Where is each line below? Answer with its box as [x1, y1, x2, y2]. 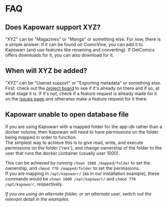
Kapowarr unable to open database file [5, 110, 129, 119]
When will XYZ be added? [5, 66, 87, 75]
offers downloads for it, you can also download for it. [5, 52, 114, 58]
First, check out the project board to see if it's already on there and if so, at [5, 85, 160, 91]
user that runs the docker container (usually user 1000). [5, 150, 120, 156]
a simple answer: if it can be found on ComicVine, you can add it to [5, 41, 143, 47]
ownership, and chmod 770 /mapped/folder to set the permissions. [5, 165, 140, 171]
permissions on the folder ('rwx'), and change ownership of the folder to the [5, 144, 162, 150]
